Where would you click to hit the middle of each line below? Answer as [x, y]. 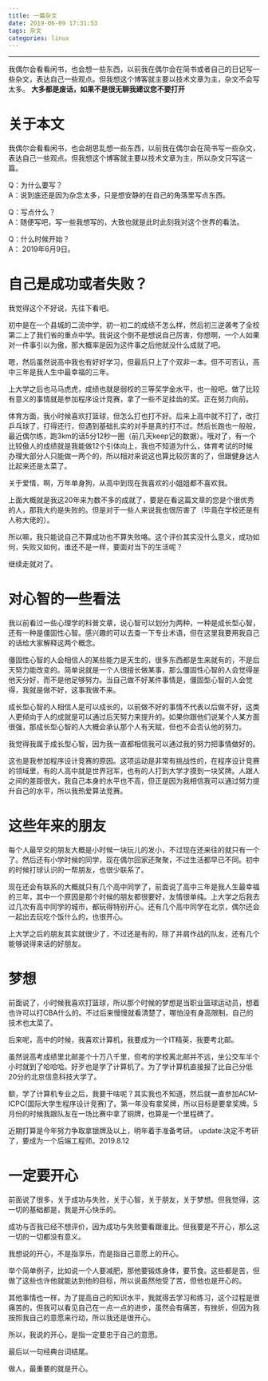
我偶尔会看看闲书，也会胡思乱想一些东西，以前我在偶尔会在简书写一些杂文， [134, 148]
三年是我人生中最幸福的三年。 [64, 372]
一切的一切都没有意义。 [47, 1236]
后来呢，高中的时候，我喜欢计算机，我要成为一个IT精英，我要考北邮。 [123, 1040]
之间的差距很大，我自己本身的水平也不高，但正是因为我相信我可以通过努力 [130, 781]
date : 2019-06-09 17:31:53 [53, 23]
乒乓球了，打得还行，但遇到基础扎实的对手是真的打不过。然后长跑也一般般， [134, 426]
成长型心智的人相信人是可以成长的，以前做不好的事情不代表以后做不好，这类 [134, 707]
